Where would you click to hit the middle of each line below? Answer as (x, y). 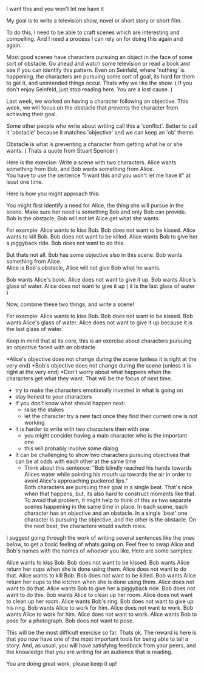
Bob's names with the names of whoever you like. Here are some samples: (100, 551)
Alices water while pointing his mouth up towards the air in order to (108, 474)
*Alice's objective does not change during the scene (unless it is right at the (101, 359)
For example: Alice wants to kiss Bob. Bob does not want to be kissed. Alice (101, 230)
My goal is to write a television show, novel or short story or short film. (94, 20)
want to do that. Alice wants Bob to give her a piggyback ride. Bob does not (101, 588)
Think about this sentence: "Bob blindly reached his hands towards (108, 468)
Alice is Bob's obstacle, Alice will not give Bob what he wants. (83, 268)
